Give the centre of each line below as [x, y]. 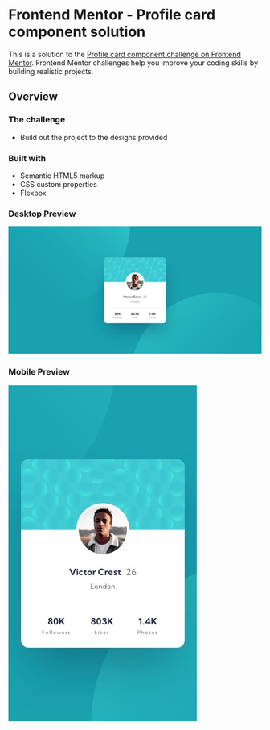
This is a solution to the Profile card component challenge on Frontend [125, 54]
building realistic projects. [51, 71]
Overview [33, 97]
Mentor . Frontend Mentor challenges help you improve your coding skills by [133, 63]
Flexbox [33, 193]
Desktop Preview [42, 214]
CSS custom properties [59, 184]
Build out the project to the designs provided [94, 137]
